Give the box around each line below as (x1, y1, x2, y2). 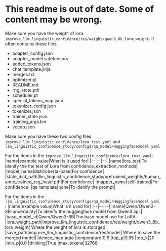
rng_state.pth (12, 87, 40, 93)
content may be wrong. (5, 14, 103, 25)
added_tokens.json (12, 61, 51, 67)
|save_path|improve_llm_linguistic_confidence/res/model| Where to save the (5, 229, 161, 235)
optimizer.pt (12, 77, 37, 83)
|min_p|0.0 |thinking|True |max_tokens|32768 (5, 240, 98, 246)
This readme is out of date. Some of (5, 3, 154, 15)
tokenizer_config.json (12, 103, 56, 109)
